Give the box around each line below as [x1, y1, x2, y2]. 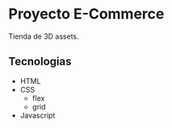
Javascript [19, 110, 56, 120]
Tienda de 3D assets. [8, 31, 79, 41]
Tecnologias [8, 55, 72, 68]
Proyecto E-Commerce [8, 5, 165, 23]
